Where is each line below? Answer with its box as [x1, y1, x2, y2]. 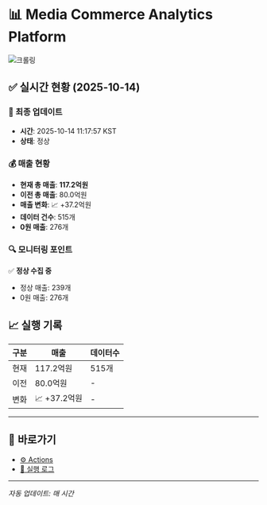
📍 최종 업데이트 [8, 107, 63, 118]
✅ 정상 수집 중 [8, 266, 52, 276]
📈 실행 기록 [8, 318, 63, 332]
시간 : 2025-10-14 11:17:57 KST [19, 126, 117, 135]
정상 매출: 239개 [19, 283, 72, 293]
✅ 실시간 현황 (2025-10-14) [8, 80, 141, 95]
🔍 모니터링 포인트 [8, 243, 73, 254]
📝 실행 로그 [19, 464, 55, 473]
